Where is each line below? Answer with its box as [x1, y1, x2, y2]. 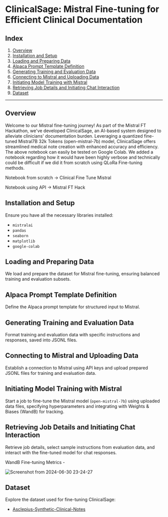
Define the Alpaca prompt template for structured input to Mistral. [5, 304, 140, 310]
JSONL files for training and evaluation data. [5, 370, 96, 376]
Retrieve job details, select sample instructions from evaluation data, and [5, 444, 155, 450]
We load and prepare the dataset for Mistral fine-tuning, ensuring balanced [5, 271, 160, 277]
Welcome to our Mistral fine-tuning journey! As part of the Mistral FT [5, 122, 146, 128]
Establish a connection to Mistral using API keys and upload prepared [5, 364, 148, 371]
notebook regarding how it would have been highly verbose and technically [5, 154, 160, 160]
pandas [12, 228, 26, 233]
